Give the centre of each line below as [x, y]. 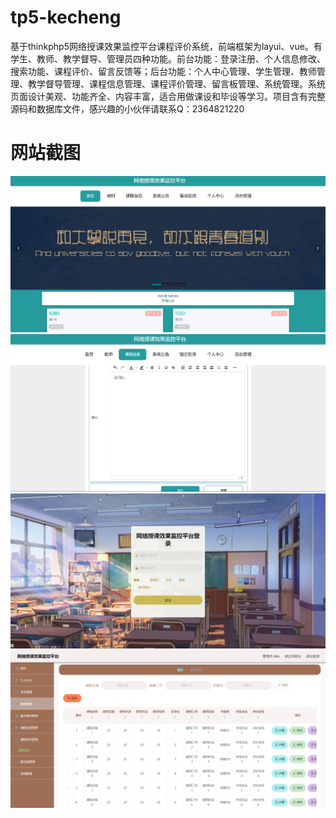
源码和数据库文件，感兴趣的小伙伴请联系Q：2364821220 [127, 108]
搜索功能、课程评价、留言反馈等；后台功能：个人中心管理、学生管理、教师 [163, 71]
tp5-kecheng [66, 17]
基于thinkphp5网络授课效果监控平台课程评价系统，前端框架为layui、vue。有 [166, 46]
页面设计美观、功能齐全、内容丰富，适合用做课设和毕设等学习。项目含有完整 [168, 96]
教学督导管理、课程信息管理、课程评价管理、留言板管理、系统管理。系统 [176, 83]
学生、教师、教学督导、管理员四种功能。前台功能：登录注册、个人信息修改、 [168, 58]
